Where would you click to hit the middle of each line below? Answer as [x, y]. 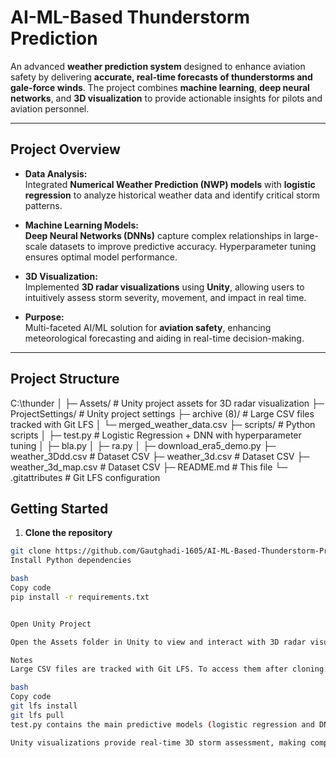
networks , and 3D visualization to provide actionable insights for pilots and [166, 98]
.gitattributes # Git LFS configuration [85, 477]
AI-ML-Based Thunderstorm [130, 17]
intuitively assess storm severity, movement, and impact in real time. [165, 297]
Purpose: [44, 317]
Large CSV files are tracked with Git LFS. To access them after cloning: [169, 669]
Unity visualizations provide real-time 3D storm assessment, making [158, 742]
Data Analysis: [56, 173]
